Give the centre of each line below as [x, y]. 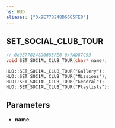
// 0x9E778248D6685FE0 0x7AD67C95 [49, 55]
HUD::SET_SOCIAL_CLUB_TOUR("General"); [55, 82]
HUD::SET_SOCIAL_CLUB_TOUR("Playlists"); [58, 87]
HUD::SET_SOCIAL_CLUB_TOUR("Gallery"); [55, 71]
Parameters [28, 105]
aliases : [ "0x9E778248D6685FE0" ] [47, 17]
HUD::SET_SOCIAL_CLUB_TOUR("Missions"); [57, 77]
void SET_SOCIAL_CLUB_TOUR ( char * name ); [57, 61]
